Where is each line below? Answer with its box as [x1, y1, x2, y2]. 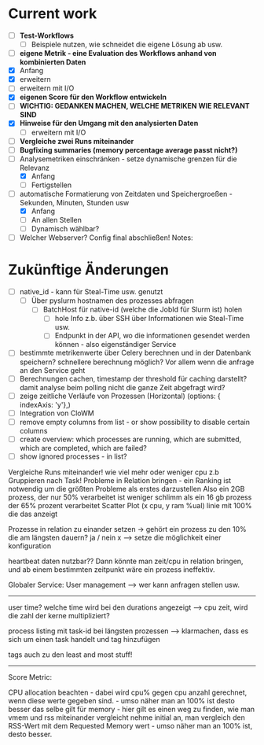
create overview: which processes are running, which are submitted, [19, 434, 242, 444]
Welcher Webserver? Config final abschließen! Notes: [19, 233, 194, 242]
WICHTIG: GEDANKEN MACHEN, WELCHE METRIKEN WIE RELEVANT [19, 101, 250, 111]
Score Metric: [8, 672, 53, 681]
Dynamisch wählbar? [31, 224, 100, 234]
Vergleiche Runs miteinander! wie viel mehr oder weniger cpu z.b [8, 467, 220, 477]
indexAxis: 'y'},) [19, 400, 71, 409]
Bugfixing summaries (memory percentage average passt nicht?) [19, 145, 238, 154]
